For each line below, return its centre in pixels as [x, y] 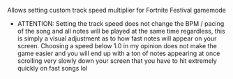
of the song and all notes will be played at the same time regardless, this [121, 31]
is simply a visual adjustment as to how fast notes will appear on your [117, 38]
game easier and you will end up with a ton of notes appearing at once [119, 53]
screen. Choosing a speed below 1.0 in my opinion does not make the [117, 46]
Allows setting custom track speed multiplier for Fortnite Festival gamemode [117, 10]
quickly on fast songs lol [52, 68]
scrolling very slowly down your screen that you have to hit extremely [117, 61]
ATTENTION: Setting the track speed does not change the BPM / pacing [121, 23]
